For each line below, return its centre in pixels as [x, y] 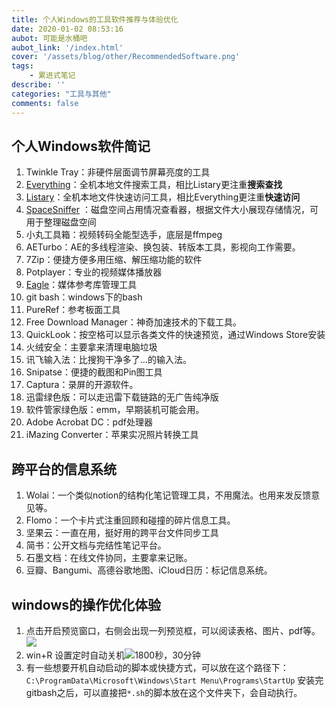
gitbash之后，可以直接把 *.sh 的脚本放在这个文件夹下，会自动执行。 [164, 692]
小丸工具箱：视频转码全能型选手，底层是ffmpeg [124, 235]
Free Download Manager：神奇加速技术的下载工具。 [133, 322]
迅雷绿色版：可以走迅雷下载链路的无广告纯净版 [122, 397]
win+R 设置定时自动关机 [75, 655]
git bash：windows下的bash [84, 297]
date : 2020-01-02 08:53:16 [67, 29]
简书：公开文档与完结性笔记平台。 [96, 545]
